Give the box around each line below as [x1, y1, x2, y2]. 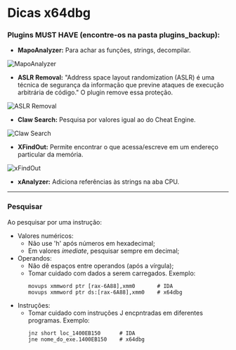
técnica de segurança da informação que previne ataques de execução [17, 81, 225, 89]
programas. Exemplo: [27, 315, 90, 325]
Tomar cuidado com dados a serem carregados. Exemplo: [27, 269, 196, 277]
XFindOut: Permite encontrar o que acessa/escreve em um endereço [17, 143, 219, 151]
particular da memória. [17, 150, 84, 159]
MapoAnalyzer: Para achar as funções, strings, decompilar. [17, 46, 191, 54]
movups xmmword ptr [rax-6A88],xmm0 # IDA [27, 282, 173, 289]
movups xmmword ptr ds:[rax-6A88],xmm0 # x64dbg [27, 289, 183, 296]
